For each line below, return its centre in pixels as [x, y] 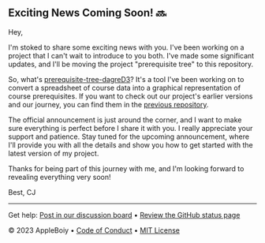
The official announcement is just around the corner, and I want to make [125, 120]
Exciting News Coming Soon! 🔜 [88, 13]
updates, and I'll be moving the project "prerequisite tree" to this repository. [131, 64]
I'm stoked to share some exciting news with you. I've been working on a [126, 47]
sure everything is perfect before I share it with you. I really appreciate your [131, 128]
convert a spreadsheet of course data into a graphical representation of [125, 88]
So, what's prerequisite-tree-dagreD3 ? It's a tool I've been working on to [126, 79]
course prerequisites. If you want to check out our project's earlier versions [131, 96]
